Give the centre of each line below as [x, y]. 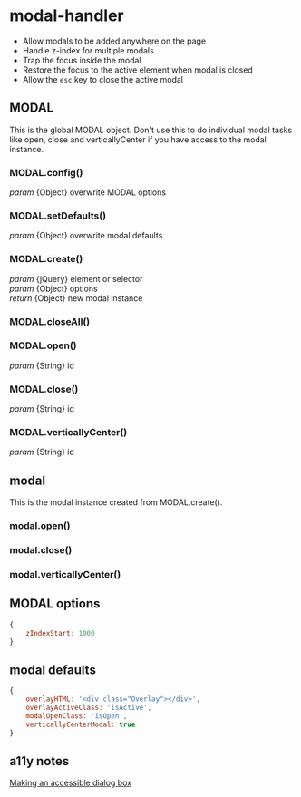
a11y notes [39, 761]
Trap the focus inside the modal [82, 60]
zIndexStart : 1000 [60, 633]
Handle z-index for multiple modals [88, 50]
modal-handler [67, 16]
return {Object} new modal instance [76, 298]
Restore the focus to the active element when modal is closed [138, 70]
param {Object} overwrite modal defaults [86, 236]
